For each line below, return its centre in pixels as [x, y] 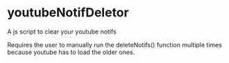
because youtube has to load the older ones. [71, 52]
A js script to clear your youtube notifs [62, 32]
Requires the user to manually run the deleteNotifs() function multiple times [114, 45]
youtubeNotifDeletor [68, 13]
